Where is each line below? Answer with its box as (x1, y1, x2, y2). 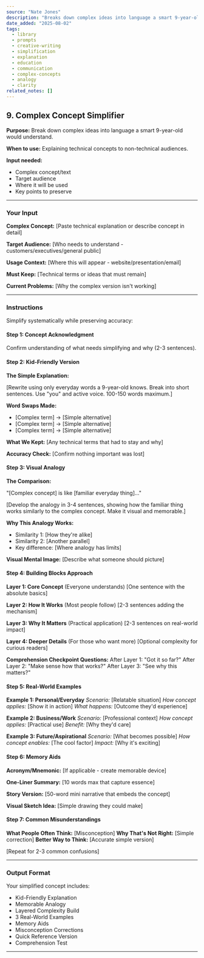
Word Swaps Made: (6, 402, 57, 409)
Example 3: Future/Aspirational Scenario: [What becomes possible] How (6, 733, 191, 740)
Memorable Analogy (15, 900, 66, 908)
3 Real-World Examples (15, 914, 74, 920)
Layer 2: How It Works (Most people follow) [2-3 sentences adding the (6, 601, 184, 609)
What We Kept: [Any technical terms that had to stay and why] (6, 438, 164, 445)
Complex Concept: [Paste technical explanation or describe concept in (6, 222, 185, 230)
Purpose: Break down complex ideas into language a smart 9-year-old (6, 126, 183, 134)
